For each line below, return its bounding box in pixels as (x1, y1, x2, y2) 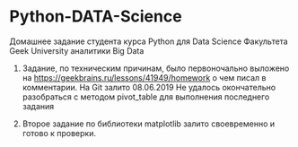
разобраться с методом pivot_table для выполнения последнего (22, 91, 270, 102)
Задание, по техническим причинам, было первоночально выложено (22, 63, 290, 73)
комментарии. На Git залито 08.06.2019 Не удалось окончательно (22, 82, 276, 92)
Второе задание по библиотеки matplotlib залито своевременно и (22, 118, 276, 129)
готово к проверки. (22, 127, 97, 138)
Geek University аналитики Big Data (9, 45, 145, 56)
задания (22, 100, 55, 111)
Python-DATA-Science (9, 6, 182, 27)
